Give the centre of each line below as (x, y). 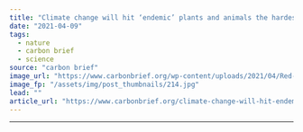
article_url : (34, 101)
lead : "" (26, 92)
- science (36, 59)
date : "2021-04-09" (46, 26)
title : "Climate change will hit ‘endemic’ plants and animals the (139, 18)
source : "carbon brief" (54, 68)
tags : (19, 34)
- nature (34, 43)
